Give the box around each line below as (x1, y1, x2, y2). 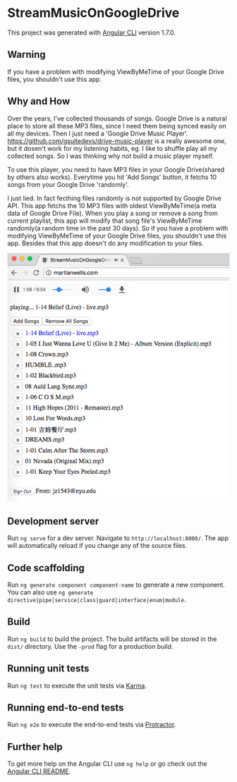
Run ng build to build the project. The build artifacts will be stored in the (7, 635, 217, 643)
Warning (7, 49, 46, 61)
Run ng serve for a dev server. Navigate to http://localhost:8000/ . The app (7, 534, 229, 542)
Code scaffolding (7, 562, 85, 574)
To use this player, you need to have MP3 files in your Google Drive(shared (7, 165, 225, 173)
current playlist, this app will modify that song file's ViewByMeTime (7, 216, 202, 225)
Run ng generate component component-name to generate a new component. (7, 580, 226, 589)
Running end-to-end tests (7, 702, 124, 714)
